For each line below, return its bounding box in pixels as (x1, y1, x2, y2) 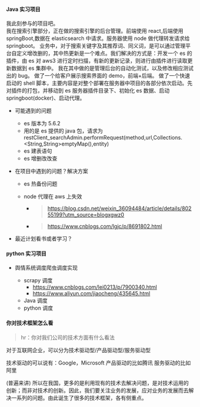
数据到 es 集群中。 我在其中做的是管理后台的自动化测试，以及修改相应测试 (11, 64, 194, 72)
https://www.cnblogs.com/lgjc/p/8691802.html (47, 223, 162, 230)
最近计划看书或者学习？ (14, 235, 73, 242)
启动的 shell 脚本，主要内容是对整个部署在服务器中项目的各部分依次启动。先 (6, 79, 193, 87)
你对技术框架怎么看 (6, 319, 54, 326)
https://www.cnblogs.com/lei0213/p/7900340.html (32, 283, 157, 291)
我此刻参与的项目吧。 (6, 20, 58, 27)
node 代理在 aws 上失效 (23, 193, 82, 200)
